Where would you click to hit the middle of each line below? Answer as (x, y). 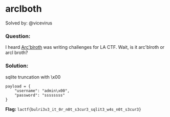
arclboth (24, 9)
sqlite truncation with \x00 (33, 77)
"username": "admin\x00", (42, 91)
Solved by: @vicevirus (29, 23)
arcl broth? (17, 53)
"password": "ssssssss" (40, 95)
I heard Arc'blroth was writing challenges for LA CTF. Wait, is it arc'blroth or (85, 47)
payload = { (18, 86)
